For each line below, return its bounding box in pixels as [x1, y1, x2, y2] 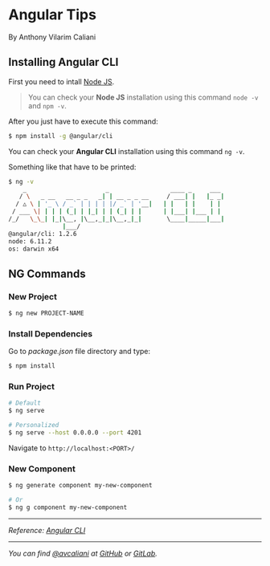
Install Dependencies [8, 328, 93, 339]
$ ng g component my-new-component [8, 503, 128, 511]
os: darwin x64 [8, 245, 59, 253]
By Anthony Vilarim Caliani [8, 32, 96, 42]
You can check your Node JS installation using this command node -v [27, 92, 259, 102]
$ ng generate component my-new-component [8, 482, 153, 490]
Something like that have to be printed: [8, 162, 137, 172]
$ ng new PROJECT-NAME [8, 309, 84, 318]
